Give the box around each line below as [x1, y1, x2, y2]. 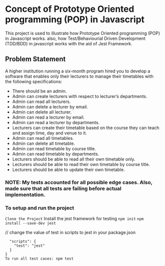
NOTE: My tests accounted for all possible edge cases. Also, [5, 179, 153, 186]
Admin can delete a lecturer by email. [12, 103, 88, 109]
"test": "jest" [14, 243, 45, 248]
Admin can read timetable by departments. [12, 151, 99, 157]
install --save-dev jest [5, 221, 56, 226]
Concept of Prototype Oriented [5, 3, 134, 15]
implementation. [5, 191, 46, 198]
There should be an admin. [12, 88, 67, 94]
